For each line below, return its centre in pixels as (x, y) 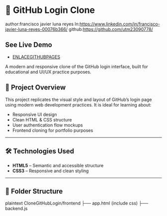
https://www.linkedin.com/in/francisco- (120, 24)
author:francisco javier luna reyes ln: (42, 24)
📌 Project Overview (36, 87)
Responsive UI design (35, 114)
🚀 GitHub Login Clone (50, 10)
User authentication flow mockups (47, 125)
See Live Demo (29, 45)
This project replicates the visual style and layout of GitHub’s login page (79, 100)
